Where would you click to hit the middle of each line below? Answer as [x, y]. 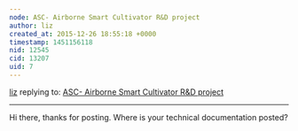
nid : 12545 [29, 50]
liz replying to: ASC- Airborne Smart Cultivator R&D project [117, 92]
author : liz [31, 26]
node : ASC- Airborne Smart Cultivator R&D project [105, 17]
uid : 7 [21, 67]
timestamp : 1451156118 [51, 42]
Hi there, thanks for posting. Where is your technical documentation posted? [149, 117]
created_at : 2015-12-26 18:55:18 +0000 [83, 34]
